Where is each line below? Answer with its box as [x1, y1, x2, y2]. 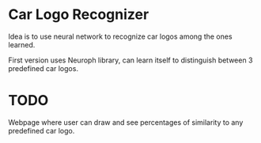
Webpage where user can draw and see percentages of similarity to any [8, 117, 244, 127]
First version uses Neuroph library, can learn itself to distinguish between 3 [8, 55, 253, 65]
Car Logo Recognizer [8, 6, 149, 24]
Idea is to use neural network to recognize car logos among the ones [8, 32, 233, 41]
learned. [8, 40, 36, 49]
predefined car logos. [8, 63, 79, 73]
